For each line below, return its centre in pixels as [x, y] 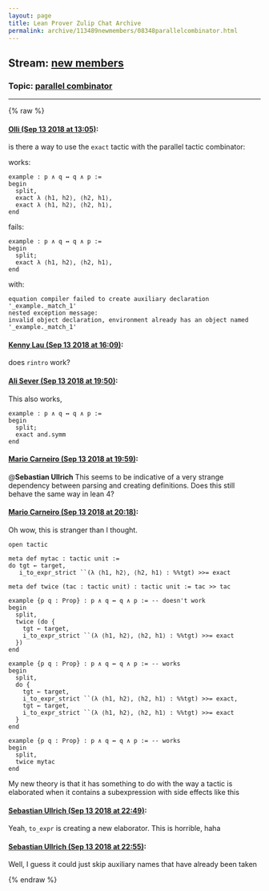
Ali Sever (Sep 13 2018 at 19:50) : [63, 381]
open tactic [28, 545]
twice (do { [36, 622]
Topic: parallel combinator [60, 86]
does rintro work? [39, 363]
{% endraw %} [33, 880]
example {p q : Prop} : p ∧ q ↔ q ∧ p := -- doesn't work [107, 601]
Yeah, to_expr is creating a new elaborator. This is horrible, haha [114, 829]
